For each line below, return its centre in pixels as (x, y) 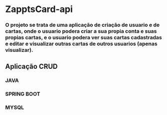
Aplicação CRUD (31, 66)
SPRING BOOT (23, 94)
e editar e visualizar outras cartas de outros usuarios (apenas (81, 44)
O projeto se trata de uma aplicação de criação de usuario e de (82, 25)
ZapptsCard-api (39, 9)
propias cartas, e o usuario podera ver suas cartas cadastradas (84, 38)
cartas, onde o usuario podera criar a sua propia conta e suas (81, 31)
